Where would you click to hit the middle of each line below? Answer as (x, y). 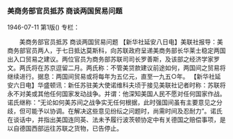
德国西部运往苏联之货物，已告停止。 (71, 129)
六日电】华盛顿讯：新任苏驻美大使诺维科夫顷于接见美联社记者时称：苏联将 (119, 85)
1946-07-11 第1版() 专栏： (43, 27)
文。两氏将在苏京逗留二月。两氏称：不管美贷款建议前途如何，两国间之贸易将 (116, 68)
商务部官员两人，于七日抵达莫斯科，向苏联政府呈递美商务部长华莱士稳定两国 (116, 50)
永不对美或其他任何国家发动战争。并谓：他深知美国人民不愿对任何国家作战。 (116, 94)
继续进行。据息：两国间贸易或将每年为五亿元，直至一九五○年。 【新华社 (111, 77)
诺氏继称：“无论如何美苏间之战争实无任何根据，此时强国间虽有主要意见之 (112, 102)
